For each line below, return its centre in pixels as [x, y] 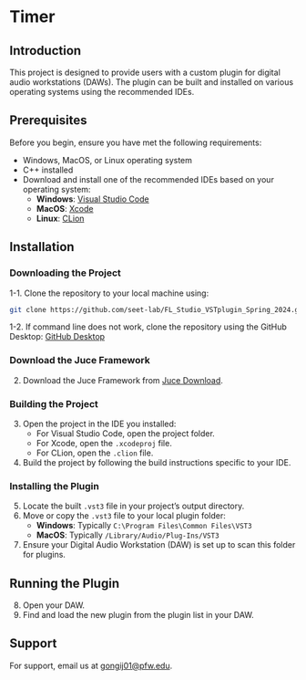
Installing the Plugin [55, 486]
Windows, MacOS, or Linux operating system [107, 160]
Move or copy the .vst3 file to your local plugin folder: [124, 516]
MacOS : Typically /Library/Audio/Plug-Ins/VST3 [128, 535]
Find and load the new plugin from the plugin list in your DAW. [138, 615]
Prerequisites [48, 120]
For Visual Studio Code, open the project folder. [126, 433]
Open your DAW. [53, 605]
